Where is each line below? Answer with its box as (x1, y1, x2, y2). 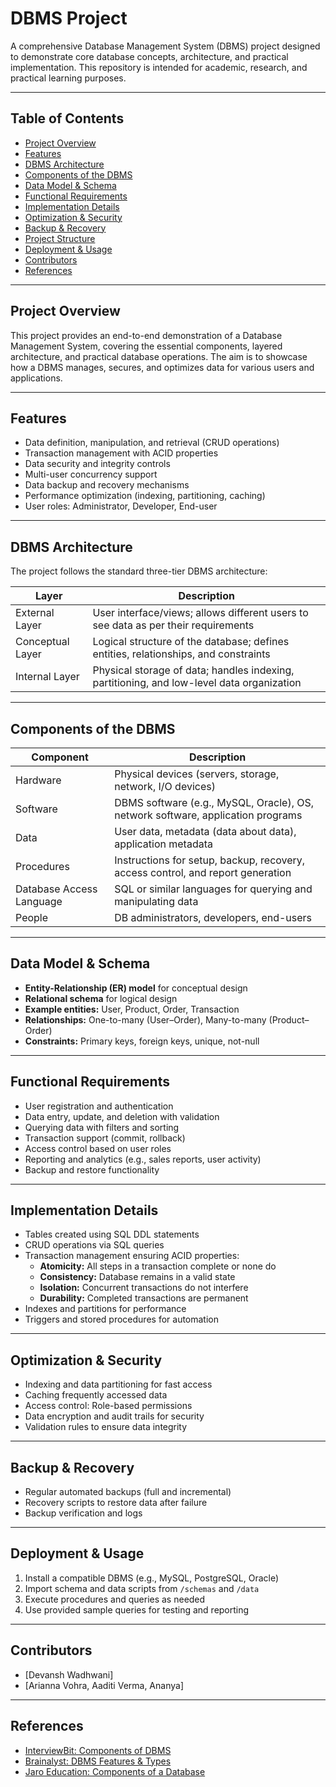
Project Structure (24, 232, 96, 244)
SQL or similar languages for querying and (114, 882, 313, 896)
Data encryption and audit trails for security (24, 1410, 205, 1422)
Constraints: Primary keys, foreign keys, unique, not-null (24, 1035, 260, 1047)
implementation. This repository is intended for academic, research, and (10, 61, 308, 73)
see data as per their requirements (92, 618, 255, 632)
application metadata (114, 837, 213, 851)
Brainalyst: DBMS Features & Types (24, 1755, 172, 1767)
